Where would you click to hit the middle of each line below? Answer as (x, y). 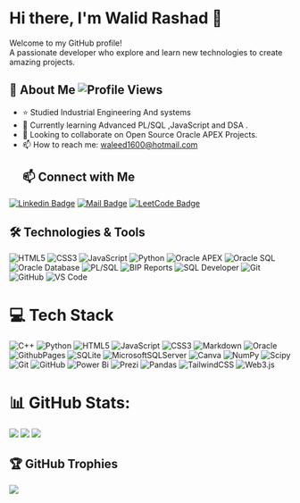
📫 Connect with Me (79, 177)
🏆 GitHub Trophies (64, 464)
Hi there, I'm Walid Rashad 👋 (116, 18)
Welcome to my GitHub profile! (66, 43)
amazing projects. (42, 62)
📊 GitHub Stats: (70, 402)
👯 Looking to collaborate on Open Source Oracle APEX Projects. (140, 134)
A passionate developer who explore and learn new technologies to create (146, 52)
